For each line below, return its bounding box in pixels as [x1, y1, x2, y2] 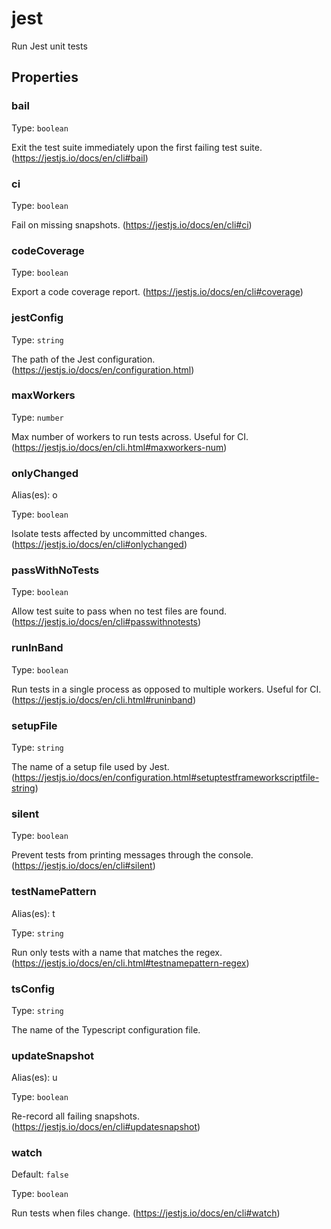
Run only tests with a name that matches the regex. [11, 946, 223, 958]
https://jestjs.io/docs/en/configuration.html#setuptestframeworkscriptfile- [14, 772, 320, 783]
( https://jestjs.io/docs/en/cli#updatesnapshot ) [11, 1121, 201, 1133]
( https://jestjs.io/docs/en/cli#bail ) [11, 152, 149, 164]
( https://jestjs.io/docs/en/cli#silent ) [11, 860, 156, 872]
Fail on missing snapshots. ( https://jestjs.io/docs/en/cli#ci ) [11, 218, 253, 231]
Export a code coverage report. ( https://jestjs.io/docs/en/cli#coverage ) [11, 286, 304, 298]
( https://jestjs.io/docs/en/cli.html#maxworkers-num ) [11, 441, 228, 453]
